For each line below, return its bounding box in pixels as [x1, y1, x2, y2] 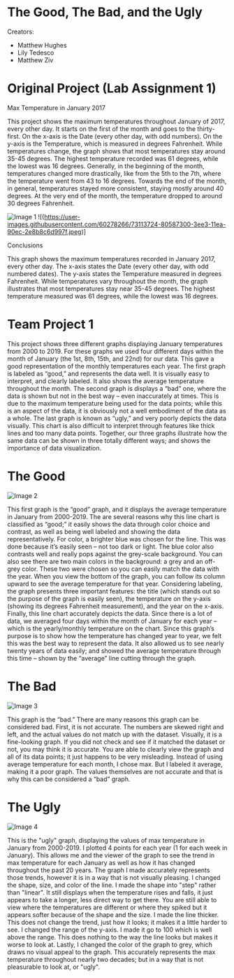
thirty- [197, 124, 215, 133]
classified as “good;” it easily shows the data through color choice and [7, 520, 210, 528]
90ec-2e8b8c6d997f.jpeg [7, 227, 82, 235]
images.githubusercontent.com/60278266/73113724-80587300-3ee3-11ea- [7, 220, 226, 228]
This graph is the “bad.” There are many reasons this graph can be [7, 715, 199, 724]
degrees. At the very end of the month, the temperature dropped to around [7, 191, 222, 200]
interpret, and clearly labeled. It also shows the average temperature [7, 376, 205, 385]
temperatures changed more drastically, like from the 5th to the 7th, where [7, 169, 221, 177]
